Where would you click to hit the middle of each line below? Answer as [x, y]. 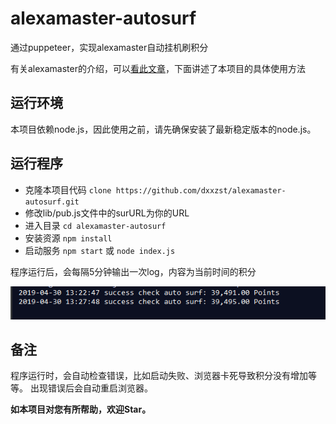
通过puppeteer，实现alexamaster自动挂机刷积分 [109, 47]
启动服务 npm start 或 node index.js [100, 250]
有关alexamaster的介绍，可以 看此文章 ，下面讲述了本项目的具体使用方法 [158, 68]
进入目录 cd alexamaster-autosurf [95, 225]
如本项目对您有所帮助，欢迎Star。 [81, 409]
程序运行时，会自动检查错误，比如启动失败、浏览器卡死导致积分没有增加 [159, 376]
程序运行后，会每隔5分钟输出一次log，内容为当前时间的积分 [133, 271]
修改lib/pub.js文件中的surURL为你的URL [107, 213]
